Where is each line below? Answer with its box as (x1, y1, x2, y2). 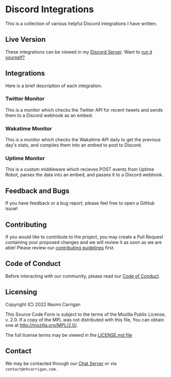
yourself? (5, 54, 25, 60)
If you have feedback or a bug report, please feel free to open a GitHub (5, 200, 155, 206)
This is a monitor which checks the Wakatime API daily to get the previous (5, 137, 161, 143)
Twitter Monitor (5, 95, 45, 103)
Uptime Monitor (5, 155, 45, 162)
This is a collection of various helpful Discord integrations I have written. (5, 20, 157, 27)
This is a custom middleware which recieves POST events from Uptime (5, 166, 155, 172)
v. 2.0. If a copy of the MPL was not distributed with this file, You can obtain (5, 316, 164, 322)
